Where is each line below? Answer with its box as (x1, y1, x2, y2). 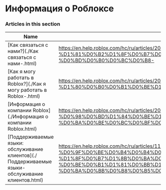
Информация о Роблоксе (5, 3, 114, 14)
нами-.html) (7, 60, 37, 67)
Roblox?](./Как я (7, 80, 46, 87)
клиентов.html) (7, 177, 43, 184)
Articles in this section (5, 21, 60, 28)
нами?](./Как (7, 48, 39, 55)
